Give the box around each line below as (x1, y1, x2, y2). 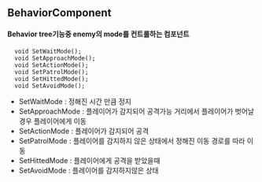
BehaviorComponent (7, 6, 112, 20)
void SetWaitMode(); (14, 47, 82, 55)
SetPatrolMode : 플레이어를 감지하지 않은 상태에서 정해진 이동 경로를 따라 (18, 136, 245, 145)
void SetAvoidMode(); (14, 82, 86, 90)
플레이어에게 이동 (33, 116, 87, 125)
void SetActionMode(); (14, 61, 89, 69)
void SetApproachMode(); (14, 54, 96, 62)
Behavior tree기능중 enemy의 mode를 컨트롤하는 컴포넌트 (7, 29, 190, 39)
